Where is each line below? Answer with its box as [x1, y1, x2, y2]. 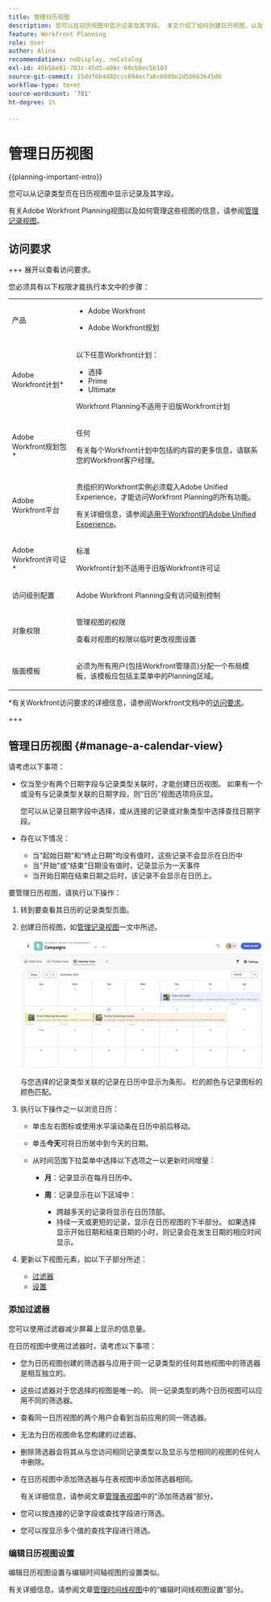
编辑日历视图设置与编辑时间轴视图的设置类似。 [8, 1567, 164, 1577]
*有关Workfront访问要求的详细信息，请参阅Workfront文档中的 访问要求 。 [8, 698, 248, 707]
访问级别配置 [11, 590, 55, 600]
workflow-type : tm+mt [8, 81, 81, 89]
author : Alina [8, 47, 56, 56]
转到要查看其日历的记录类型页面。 [19, 905, 134, 915]
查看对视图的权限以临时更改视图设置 [76, 634, 197, 644]
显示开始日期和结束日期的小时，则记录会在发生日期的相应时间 [56, 1227, 262, 1237]
